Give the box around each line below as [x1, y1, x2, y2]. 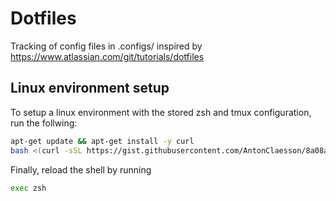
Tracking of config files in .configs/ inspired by [10, 40, 203, 52]
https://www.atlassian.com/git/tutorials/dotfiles [10, 50, 205, 62]
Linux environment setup [10, 80, 170, 97]
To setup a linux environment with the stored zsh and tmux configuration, [10, 106, 312, 118]
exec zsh [10, 183, 47, 193]
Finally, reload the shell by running [10, 163, 152, 176]
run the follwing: [10, 117, 78, 129]
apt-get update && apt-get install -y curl [10, 136, 195, 146]
